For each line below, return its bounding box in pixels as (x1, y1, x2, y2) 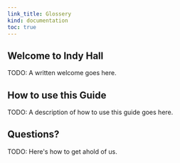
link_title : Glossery (7, 10, 72, 18)
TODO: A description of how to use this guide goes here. (7, 108, 174, 116)
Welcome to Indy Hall (7, 50, 104, 62)
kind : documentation (7, 17, 69, 24)
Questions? (7, 128, 60, 140)
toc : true (7, 23, 37, 30)
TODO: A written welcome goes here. (7, 69, 117, 77)
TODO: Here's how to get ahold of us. (7, 147, 117, 156)
